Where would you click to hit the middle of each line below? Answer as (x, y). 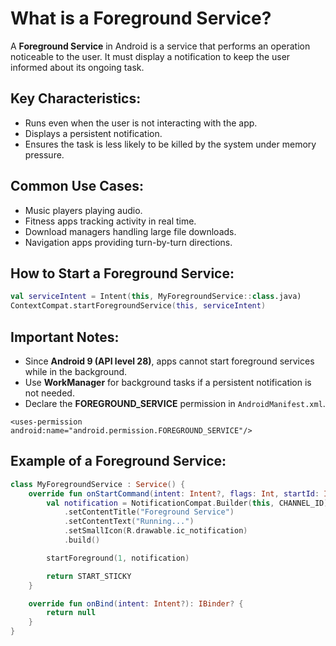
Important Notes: (65, 337)
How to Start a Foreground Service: (122, 273)
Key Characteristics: (76, 98)
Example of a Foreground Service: (118, 461)
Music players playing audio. (83, 210)
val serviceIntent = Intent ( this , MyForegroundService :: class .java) (156, 297)
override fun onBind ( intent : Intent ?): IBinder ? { (136, 603)
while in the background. (76, 371)
